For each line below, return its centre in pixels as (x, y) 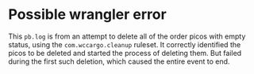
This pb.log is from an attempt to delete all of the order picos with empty (127, 36)
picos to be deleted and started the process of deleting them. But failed (125, 53)
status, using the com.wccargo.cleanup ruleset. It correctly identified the (125, 44)
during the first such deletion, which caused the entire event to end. (119, 61)
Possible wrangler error (87, 15)
